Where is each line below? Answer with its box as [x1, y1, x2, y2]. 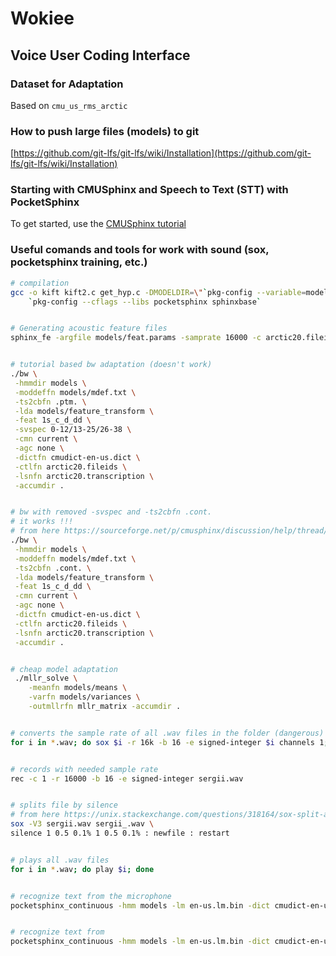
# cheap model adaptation [10, 664, 118, 674]
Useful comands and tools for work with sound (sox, [10, 243, 270, 257]
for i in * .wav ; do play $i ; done [10, 864, 155, 874]
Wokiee [10, 7, 75, 30]
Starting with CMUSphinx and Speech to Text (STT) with [10, 183, 289, 197]
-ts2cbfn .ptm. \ [14, 397, 87, 407]
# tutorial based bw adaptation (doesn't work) [10, 360, 213, 370]
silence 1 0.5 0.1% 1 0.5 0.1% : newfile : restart [10, 828, 230, 839]
